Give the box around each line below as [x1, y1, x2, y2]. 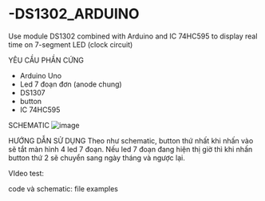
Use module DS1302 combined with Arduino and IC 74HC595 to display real [8, 31, 258, 41]
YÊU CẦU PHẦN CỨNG [8, 55, 85, 65]
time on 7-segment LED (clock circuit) [8, 39, 133, 49]
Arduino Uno [19, 70, 62, 80]
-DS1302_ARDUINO [8, 5, 140, 23]
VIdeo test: [8, 168, 45, 178]
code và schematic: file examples [8, 183, 118, 193]
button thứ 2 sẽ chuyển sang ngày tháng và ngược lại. [8, 153, 185, 163]
